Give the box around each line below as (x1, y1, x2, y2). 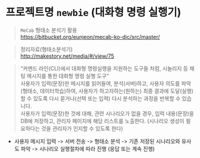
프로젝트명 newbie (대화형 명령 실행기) (5, 5, 181, 19)
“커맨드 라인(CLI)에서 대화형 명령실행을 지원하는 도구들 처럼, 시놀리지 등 (20, 64, 189, 72)
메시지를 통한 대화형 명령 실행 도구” (26, 72, 109, 79)
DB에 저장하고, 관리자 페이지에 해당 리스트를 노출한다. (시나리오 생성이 (20, 117, 185, 124)
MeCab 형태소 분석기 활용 (20, 26, 77, 34)
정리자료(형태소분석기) (20, 46, 73, 53)
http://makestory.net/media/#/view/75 (20, 52, 114, 59)
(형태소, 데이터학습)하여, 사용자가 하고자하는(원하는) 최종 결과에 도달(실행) (20, 87, 194, 94)
